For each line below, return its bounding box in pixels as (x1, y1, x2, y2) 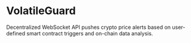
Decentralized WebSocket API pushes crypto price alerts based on (6, 24, 171, 31)
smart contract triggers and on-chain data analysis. (26, 29, 153, 37)
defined (6, 29, 26, 37)
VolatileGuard (6, 4, 76, 18)
